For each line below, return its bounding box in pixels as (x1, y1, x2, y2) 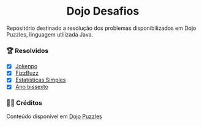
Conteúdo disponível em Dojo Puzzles (6, 113, 102, 120)
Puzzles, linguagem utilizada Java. (6, 30, 94, 38)
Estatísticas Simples (15, 76, 66, 83)
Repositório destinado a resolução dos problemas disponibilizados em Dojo (6, 24, 196, 32)
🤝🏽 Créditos (6, 99, 43, 107)
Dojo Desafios (66, 4, 140, 18)
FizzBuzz (15, 69, 39, 77)
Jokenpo (15, 63, 38, 70)
